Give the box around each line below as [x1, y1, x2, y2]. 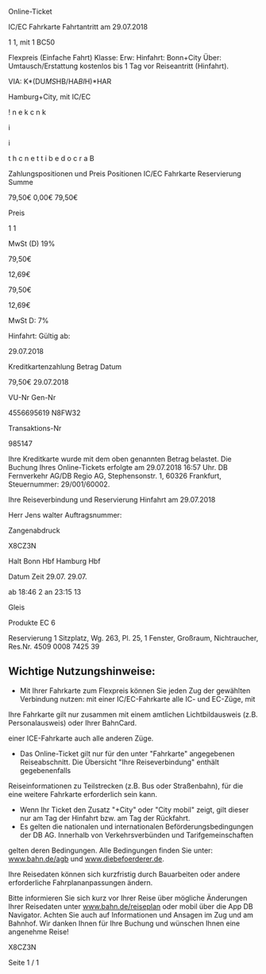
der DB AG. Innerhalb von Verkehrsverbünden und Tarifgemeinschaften [19, 830, 254, 840]
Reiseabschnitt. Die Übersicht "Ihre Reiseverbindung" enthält [19, 757, 220, 767]
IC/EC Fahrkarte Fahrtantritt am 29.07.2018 [8, 22, 148, 31]
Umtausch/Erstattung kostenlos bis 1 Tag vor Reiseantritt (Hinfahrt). [8, 61, 229, 71]
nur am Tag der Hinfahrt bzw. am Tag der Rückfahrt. [19, 813, 191, 822]
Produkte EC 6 [8, 618, 56, 627]
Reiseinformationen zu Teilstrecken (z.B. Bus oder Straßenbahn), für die [8, 781, 244, 791]
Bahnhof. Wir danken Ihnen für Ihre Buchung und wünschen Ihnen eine [8, 918, 241, 928]
